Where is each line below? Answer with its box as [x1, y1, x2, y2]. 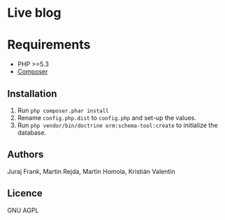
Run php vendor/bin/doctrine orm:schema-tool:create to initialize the [17, 121, 218, 129]
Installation [7, 87, 57, 99]
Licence [7, 187, 43, 200]
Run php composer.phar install [17, 106, 110, 115]
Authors [7, 149, 44, 161]
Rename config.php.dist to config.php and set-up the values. [17, 113, 197, 122]
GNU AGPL [7, 206, 39, 214]
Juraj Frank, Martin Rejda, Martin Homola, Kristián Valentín [7, 167, 175, 175]
